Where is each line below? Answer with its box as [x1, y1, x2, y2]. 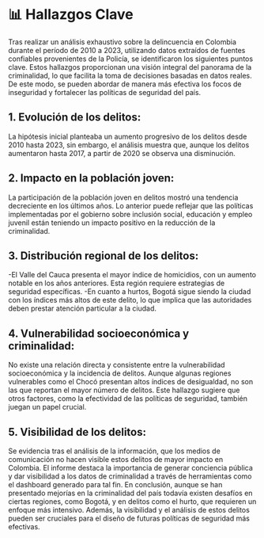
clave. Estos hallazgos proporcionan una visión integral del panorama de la [8, 62, 252, 71]
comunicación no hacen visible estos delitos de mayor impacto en [8, 455, 224, 464]
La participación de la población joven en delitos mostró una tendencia [8, 193, 239, 202]
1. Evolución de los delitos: [8, 111, 141, 124]
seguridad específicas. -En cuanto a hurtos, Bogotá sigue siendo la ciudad [8, 287, 251, 296]
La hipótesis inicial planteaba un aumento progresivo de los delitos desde [8, 132, 247, 141]
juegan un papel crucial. [8, 403, 87, 412]
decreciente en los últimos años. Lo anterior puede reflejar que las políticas [8, 200, 254, 210]
